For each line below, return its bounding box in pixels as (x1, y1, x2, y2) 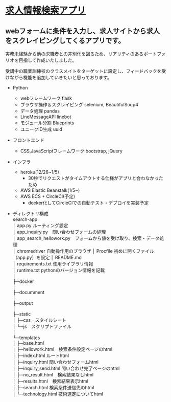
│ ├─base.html (12, 340, 44, 346)
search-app (12, 216, 38, 222)
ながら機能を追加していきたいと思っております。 (9, 75, 112, 80)
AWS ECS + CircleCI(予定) (20, 193, 76, 199)
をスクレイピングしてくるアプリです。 (5, 36, 125, 45)
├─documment (12, 289, 45, 295)
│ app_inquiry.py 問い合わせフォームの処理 (12, 229, 106, 235)
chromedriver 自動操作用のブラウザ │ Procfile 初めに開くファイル (17, 248, 155, 254)
